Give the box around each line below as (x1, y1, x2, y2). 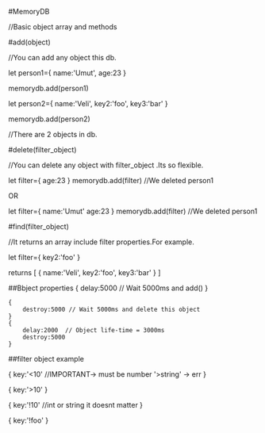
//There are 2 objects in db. (8, 130, 98, 139)
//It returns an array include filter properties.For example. (8, 237, 194, 247)
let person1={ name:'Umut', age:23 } (8, 68, 127, 78)
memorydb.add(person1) (8, 83, 89, 93)
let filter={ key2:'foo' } (8, 253, 81, 262)
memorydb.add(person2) (8, 114, 91, 124)
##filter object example (8, 354, 85, 363)
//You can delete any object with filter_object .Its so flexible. (8, 160, 204, 170)
